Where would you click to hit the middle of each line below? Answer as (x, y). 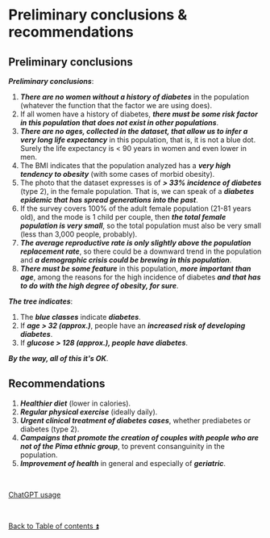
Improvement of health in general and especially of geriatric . (123, 463)
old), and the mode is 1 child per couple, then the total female (123, 217)
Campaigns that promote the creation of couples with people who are (139, 437)
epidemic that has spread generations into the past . (109, 200)
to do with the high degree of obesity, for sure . (99, 286)
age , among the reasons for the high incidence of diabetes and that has (140, 277)
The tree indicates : (41, 301)
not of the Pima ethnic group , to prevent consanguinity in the (123, 446)
